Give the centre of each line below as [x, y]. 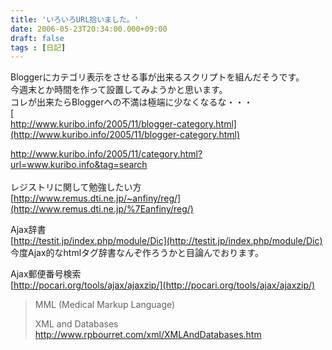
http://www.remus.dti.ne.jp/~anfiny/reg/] [97, 198]
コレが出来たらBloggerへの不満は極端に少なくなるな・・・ [131, 102]
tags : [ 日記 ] [38, 47]
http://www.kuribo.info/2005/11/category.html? [106, 154]
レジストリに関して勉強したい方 [76, 187]
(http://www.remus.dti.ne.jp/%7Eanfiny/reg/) [102, 209]
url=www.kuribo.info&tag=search [79, 165]
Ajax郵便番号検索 [46, 274]
